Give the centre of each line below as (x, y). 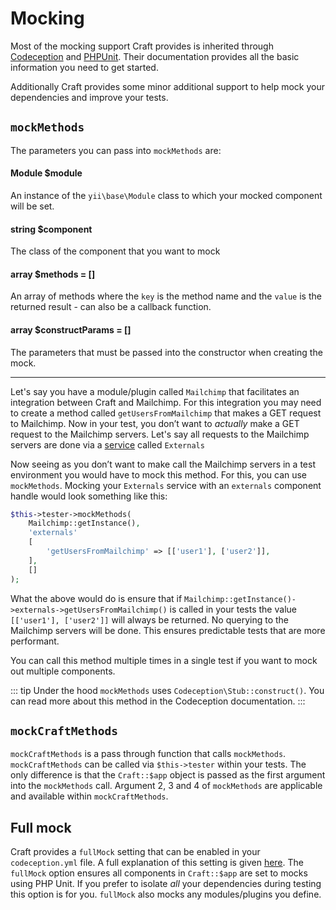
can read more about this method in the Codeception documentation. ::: (158, 701)
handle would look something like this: (89, 496)
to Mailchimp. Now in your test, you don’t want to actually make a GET (155, 423)
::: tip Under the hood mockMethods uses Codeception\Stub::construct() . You (167, 690)
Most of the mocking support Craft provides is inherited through (142, 46)
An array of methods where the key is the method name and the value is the (166, 296)
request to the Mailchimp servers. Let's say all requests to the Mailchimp (160, 434)
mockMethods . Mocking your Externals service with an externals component (166, 485)
